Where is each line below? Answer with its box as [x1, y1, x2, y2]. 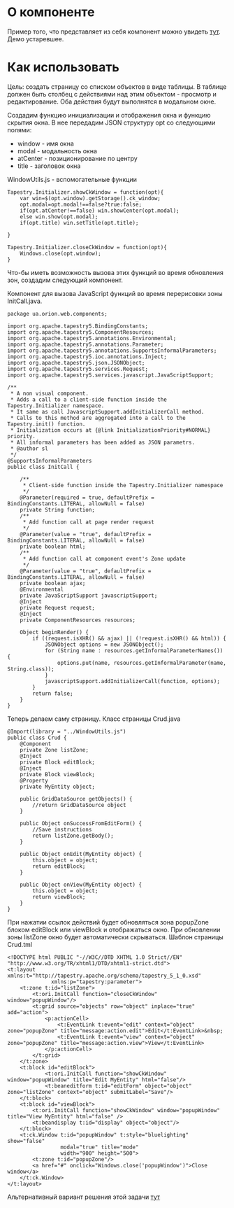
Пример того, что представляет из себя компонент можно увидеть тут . [7, 27, 221, 36]
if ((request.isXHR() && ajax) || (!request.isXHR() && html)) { [32, 635, 227, 642]
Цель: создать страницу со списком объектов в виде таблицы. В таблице [7, 82, 227, 91]
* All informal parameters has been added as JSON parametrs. [10, 439, 196, 446]
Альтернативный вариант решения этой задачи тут [7, 1193, 161, 1201]
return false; [32, 690, 73, 697]
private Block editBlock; [20, 759, 96, 766]
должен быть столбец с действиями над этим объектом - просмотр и [7, 90, 217, 98]
